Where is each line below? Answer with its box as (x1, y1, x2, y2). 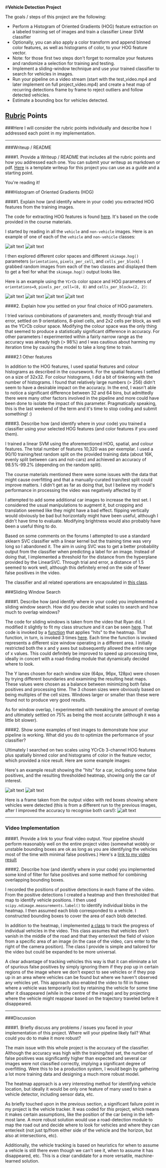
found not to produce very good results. (5, 697, 86, 703)
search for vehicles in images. (12, 71, 74, 76)
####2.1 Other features (5, 353, 52, 359)
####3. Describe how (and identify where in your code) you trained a (5, 420, 147, 426)
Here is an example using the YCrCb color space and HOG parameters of (5, 278, 152, 284)
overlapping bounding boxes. (5, 877, 65, 883)
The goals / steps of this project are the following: (5, 14, 106, 19)
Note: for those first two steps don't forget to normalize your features (12, 55, 154, 61)
